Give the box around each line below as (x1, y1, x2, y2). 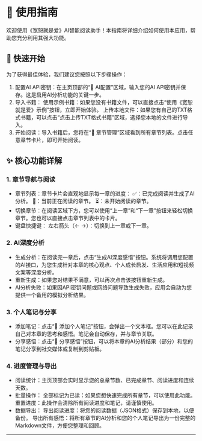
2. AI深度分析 (6, 239, 45, 247)
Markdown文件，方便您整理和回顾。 (14, 422, 105, 429)
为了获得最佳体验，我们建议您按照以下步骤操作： (6, 71, 127, 78)
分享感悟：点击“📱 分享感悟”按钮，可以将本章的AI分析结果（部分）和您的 (14, 338, 194, 345)
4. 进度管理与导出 (6, 361, 57, 370)
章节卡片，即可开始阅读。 (20, 136, 84, 144)
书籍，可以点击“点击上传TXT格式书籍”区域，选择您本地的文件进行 (20, 113, 183, 121)
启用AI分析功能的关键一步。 (35, 91, 105, 98)
